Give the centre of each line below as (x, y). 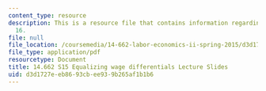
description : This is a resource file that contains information (118, 23)
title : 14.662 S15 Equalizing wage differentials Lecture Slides (118, 67)
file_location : (33, 45)
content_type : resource (47, 15)
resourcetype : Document (47, 60)
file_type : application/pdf (55, 52)
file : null (26, 38)
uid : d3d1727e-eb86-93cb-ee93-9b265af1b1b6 (81, 74)
